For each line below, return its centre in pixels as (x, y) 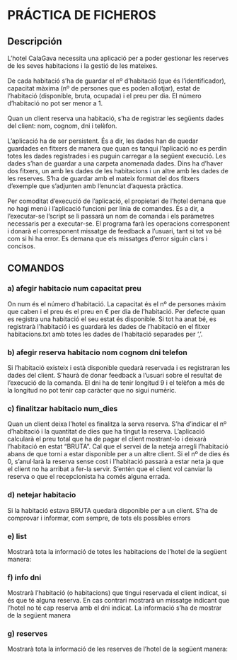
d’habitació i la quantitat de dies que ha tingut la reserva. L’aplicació (106, 432)
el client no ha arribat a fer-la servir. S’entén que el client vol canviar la (110, 469)
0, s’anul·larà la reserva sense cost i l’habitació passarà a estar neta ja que (116, 462)
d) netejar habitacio (42, 495)
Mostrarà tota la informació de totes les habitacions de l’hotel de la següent (117, 551)
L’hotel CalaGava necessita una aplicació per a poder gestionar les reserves (118, 58)
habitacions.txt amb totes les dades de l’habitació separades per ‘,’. (105, 334)
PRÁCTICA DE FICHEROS (82, 15)
